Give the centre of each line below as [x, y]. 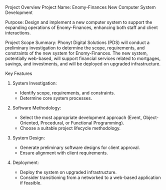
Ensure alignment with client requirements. [64, 153]
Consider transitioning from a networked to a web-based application [90, 177]
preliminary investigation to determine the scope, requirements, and [75, 48]
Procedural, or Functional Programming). [82, 123]
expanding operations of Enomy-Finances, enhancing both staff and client [82, 27]
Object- [151, 117]
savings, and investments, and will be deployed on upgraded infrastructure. [83, 64]
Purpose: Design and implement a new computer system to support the [79, 22]
